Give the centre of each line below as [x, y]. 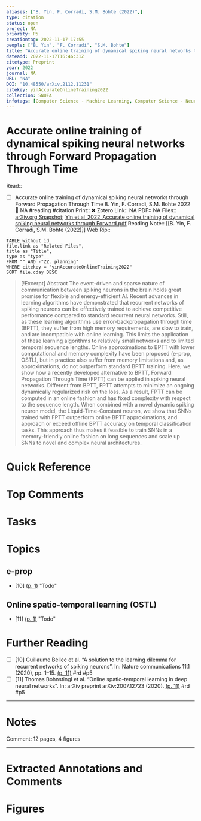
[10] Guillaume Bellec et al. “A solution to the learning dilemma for [95, 660]
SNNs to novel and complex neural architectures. [81, 443]
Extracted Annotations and [74, 769]
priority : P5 [22, 34]
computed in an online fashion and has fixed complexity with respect [106, 398]
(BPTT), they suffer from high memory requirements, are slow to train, [107, 328]
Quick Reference [49, 467]
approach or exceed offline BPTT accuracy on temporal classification [106, 423]
